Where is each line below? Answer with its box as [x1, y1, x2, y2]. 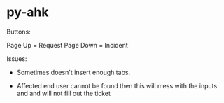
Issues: [6, 54, 27, 63]
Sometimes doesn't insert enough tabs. [16, 68, 131, 76]
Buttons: [6, 27, 31, 36]
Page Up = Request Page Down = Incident [6, 41, 129, 49]
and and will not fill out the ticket [16, 89, 111, 97]
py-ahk [6, 4, 49, 20]
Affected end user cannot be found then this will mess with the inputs [16, 81, 218, 90]
